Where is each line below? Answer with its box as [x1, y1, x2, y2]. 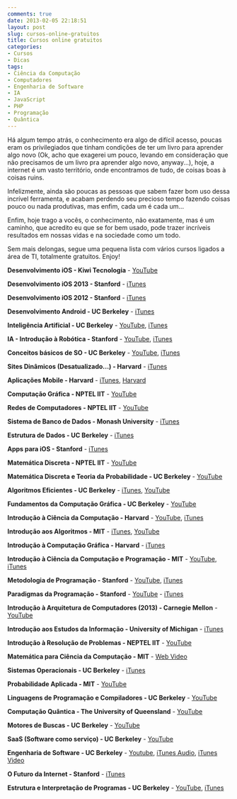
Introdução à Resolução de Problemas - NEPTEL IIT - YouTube [7, 638, 192, 646]
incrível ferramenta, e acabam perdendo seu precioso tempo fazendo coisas [7, 194, 231, 203]
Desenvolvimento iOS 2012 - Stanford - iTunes [7, 293, 146, 302]
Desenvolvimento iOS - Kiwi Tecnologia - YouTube [7, 265, 158, 274]
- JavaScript [7, 97, 46, 104]
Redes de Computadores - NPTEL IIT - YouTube [7, 403, 149, 412]
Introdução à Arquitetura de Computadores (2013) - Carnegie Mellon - [7, 603, 218, 612]
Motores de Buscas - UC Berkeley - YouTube [7, 721, 140, 729]
